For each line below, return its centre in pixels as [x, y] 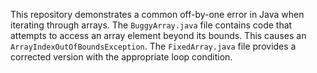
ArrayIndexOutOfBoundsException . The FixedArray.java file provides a [153, 46]
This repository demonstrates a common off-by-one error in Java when [157, 14]
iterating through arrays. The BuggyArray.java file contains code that [151, 25]
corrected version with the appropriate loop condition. [121, 57]
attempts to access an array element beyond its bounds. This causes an [158, 35]
